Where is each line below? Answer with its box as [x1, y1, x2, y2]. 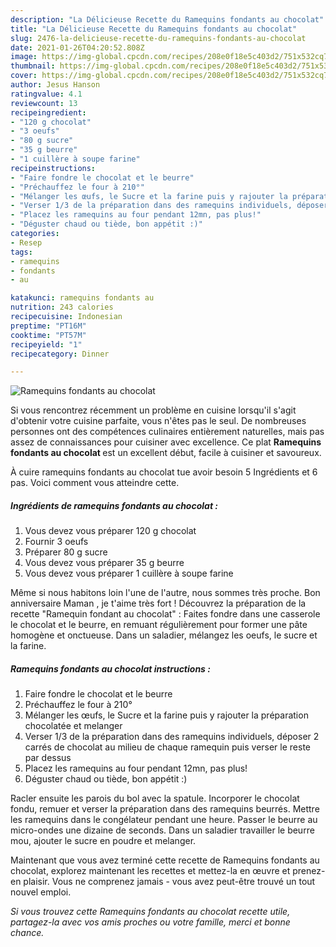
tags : [10, 247, 33, 257]
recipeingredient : [10, 107, 87, 118]
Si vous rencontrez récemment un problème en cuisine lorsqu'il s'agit [10, 404, 297, 416]
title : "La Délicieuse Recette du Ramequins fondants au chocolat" [10, 24, 298, 34]
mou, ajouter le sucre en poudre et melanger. [10, 835, 197, 847]
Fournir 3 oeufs [24, 536, 89, 548]
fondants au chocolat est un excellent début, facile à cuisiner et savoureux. [10, 447, 322, 459]
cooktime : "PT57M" [10, 330, 87, 340]
